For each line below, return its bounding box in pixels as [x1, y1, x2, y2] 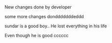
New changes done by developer [4, 4, 72, 10]
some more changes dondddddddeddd [4, 14, 84, 19]
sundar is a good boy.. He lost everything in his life [4, 23, 107, 29]
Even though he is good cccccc [4, 33, 69, 38]
